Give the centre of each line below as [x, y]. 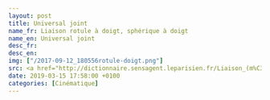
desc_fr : [23, 46]
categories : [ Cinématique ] [53, 83]
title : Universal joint [48, 23]
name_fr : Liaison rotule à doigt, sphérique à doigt [98, 31]
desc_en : [23, 53]
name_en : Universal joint [51, 38]
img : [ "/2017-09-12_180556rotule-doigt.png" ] [86, 61]
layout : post [30, 16]
